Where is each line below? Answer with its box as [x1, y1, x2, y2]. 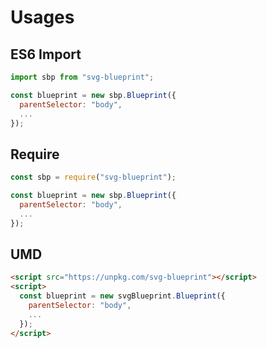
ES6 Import [10, 46, 82, 63]
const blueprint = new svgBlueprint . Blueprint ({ [19, 291, 226, 301]
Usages [10, 6, 75, 29]
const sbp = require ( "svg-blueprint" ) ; [10, 172, 177, 183]
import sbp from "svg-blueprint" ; [10, 72, 155, 82]
